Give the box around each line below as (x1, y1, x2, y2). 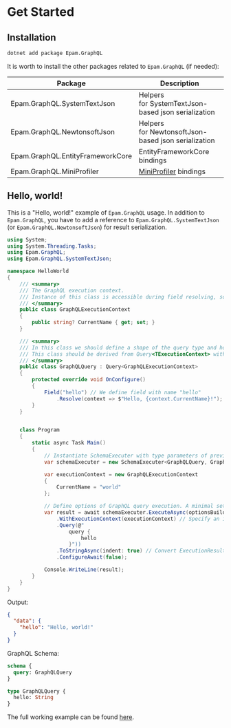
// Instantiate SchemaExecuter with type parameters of (43, 452, 208, 459)
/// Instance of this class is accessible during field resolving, (19, 293, 217, 300)
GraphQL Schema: (7, 649, 60, 657)
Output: (7, 598, 29, 606)
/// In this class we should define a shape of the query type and (19, 344, 217, 351)
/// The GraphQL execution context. (19, 287, 125, 294)
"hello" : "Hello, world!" (19, 624, 94, 631)
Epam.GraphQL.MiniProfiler (10, 167, 99, 176)
